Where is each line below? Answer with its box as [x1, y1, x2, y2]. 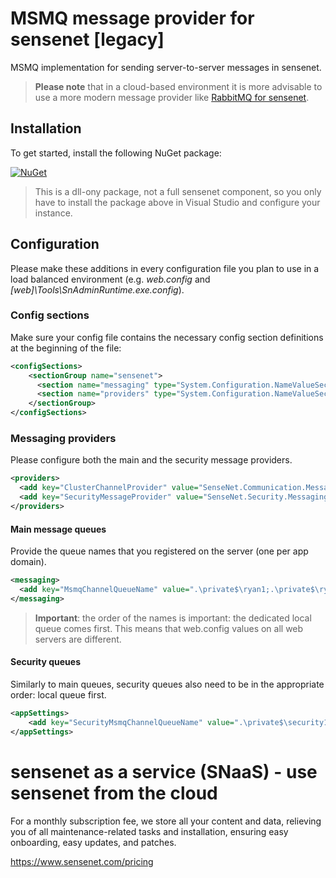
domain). [10, 556, 47, 568]
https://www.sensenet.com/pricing [10, 855, 154, 867]
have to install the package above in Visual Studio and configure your [34, 196, 321, 208]
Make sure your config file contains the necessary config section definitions [10, 331, 324, 343]
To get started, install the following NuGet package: [10, 147, 222, 159]
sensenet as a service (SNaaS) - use [10, 760, 318, 783]
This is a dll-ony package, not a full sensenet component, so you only [34, 185, 322, 197]
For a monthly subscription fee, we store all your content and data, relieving [10, 815, 322, 827]
